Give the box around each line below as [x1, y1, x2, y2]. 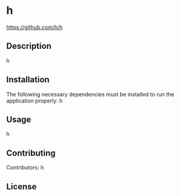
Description [6, 41, 52, 51]
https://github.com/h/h [6, 24, 63, 31]
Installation [6, 75, 50, 85]
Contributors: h [6, 164, 44, 171]
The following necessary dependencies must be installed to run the [6, 90, 175, 98]
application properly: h [6, 97, 63, 104]
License [6, 182, 37, 192]
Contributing [6, 148, 56, 158]
